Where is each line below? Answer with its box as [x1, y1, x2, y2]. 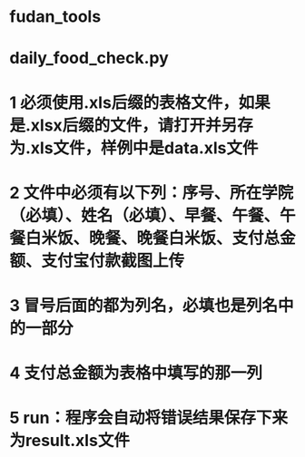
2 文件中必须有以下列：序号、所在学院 [9, 182, 294, 203]
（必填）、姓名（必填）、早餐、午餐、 [9, 205, 280, 226]
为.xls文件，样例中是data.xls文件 [9, 138, 259, 158]
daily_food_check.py [9, 48, 170, 69]
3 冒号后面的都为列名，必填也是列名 [9, 295, 279, 316]
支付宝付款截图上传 [41, 250, 185, 271]
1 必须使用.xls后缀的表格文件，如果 [9, 92, 271, 112]
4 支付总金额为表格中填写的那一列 [9, 363, 263, 384]
